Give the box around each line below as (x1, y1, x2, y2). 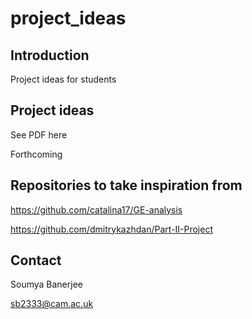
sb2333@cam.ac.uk (10, 298, 94, 310)
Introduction (10, 47, 90, 64)
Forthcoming (10, 148, 63, 160)
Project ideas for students (10, 73, 117, 85)
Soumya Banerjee (10, 278, 83, 291)
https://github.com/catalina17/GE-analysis (10, 203, 183, 216)
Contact (10, 252, 62, 269)
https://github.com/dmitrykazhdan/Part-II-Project (10, 223, 213, 235)
